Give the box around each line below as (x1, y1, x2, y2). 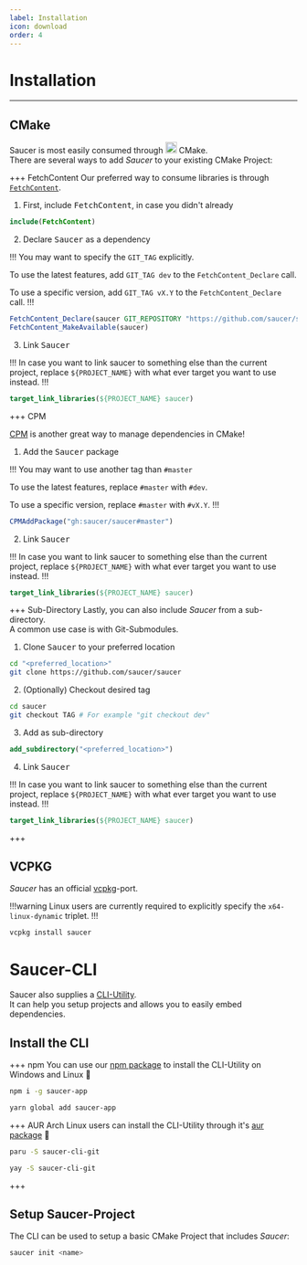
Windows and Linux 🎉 (9, 1070, 91, 1081)
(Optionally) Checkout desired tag (22, 684, 151, 695)
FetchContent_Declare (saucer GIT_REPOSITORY (9, 314, 182, 323)
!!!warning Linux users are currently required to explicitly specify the (9, 901, 267, 912)
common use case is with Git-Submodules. (16, 624, 179, 635)
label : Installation (9, 13, 89, 23)
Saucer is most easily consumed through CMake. (9, 145, 208, 156)
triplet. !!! (65, 911, 99, 922)
